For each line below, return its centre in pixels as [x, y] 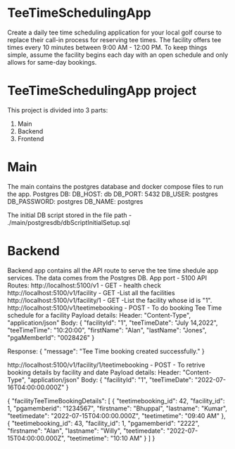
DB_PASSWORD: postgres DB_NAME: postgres [75, 201]
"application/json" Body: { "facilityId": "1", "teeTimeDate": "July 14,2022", [113, 323]
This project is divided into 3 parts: [58, 110]
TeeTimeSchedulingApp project [102, 91]
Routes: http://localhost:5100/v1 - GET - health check [84, 285]
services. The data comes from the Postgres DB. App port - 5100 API [107, 278]
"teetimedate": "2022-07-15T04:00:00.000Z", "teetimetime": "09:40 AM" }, [117, 415]
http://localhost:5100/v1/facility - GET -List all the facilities [91, 292]
